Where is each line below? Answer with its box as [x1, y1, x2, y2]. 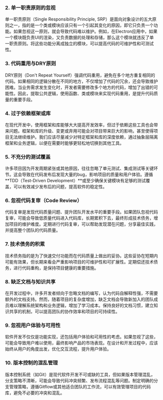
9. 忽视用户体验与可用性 [5, 322, 61, 328]
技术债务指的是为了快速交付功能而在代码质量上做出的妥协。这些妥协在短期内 [5, 252, 158, 259]
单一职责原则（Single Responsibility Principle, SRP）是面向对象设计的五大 [5, 16, 152, 22]
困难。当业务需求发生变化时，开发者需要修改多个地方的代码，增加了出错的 [5, 84, 154, 90]
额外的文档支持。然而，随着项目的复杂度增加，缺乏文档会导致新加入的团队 [5, 296, 154, 303]
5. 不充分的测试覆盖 [5, 153, 51, 160]
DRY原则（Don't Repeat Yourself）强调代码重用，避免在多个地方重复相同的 [5, 72, 155, 78]
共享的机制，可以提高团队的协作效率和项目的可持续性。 [9, 308, 120, 315]
